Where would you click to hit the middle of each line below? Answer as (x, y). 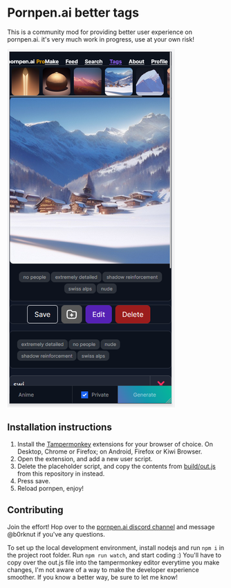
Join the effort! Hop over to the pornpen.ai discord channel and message (111, 527)
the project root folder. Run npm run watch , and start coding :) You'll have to (114, 555)
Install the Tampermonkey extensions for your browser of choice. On (115, 444)
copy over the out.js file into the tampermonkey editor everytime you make (113, 562)
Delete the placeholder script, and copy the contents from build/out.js (116, 466)
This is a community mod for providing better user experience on (100, 32)
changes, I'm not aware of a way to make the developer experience (103, 569)
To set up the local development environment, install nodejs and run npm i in (116, 547)
